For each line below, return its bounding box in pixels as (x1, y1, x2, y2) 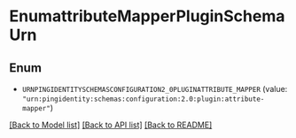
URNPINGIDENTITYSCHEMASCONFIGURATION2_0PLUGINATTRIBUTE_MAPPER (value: (21, 84, 288, 94)
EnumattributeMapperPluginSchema (9, 6, 285, 27)
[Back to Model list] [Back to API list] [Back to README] (9, 119, 213, 130)
